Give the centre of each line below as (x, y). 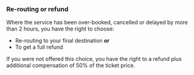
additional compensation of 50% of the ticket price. (71, 65)
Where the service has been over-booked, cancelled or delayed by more (97, 23)
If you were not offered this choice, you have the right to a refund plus (94, 59)
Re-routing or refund (37, 9)
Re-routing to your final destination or (62, 41)
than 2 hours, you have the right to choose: (60, 29)
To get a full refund (39, 47)
